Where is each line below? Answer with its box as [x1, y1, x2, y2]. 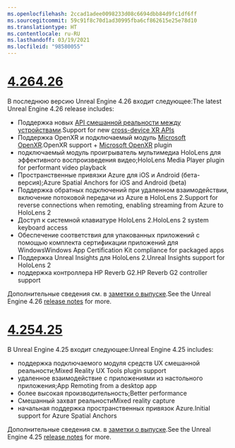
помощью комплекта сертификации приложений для [17, 238, 179, 247]
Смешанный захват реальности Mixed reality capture [17, 396, 175, 405]
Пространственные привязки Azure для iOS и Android [17, 170, 180, 179]
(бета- [181, 170, 200, 179]
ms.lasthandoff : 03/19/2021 [7, 37, 90, 44]
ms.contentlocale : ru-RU [7, 30, 80, 37]
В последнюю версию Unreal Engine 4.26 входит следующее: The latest [7, 97, 222, 105]
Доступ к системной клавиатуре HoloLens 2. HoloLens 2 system [17, 216, 210, 224]
